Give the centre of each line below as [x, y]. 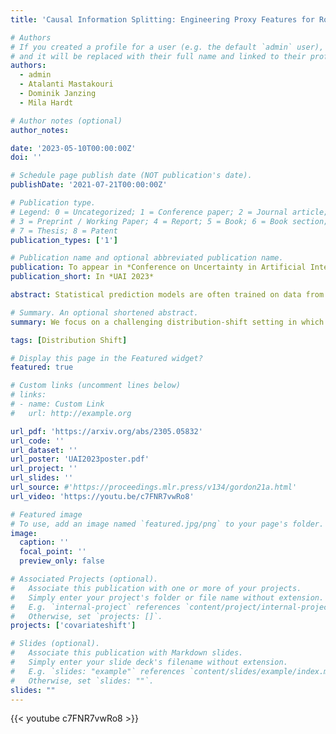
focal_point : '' [53, 552]
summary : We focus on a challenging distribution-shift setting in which [167, 322]
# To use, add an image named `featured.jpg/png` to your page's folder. [167, 524]
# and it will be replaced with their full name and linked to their [158, 56]
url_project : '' [44, 469]
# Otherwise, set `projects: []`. [86, 616]
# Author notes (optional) [66, 121]
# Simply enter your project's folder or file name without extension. [167, 597]
